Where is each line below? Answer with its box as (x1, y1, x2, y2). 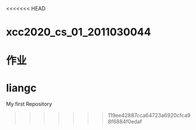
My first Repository (6, 101, 53, 108)
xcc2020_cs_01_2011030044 (6, 26, 151, 39)
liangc (6, 81, 37, 94)
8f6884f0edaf (108, 118, 142, 125)
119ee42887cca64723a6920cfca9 (108, 112, 191, 119)
